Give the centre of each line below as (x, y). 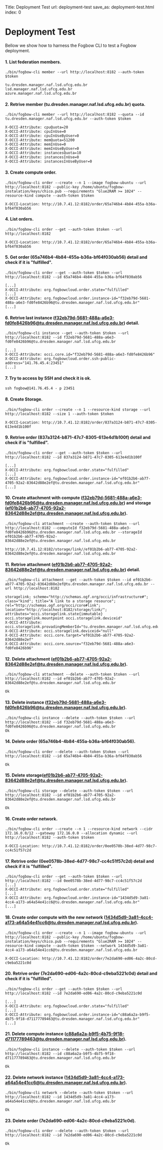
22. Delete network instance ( (36, 1077)
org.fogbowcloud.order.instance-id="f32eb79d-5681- (97, 298)
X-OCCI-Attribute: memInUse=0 (36, 144)
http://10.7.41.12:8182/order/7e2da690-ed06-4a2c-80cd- (100, 958)
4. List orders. (19, 219)
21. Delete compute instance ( (36, 1034)
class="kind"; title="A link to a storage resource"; (61, 601)
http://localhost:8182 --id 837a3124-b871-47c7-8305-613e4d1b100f (73, 457)
